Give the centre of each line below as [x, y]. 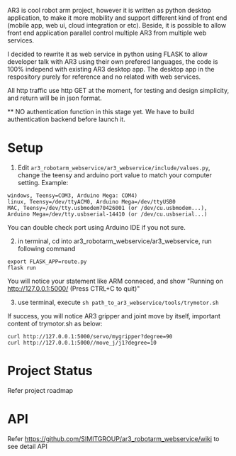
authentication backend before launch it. [66, 119]
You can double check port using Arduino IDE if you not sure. [96, 227]
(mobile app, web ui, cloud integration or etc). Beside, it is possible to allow [117, 25]
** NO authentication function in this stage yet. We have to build [101, 112]
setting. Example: [43, 182]
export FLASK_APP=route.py [47, 262]
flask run [22, 268]
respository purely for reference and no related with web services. [104, 77]
